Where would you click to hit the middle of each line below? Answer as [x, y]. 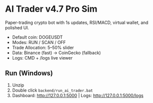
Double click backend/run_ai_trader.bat [53, 90]
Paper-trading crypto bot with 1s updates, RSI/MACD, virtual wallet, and [77, 22]
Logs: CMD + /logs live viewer [42, 58]
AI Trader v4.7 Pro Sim [51, 9]
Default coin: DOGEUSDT [38, 37]
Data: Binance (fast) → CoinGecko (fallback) [57, 53]
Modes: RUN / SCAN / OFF [39, 42]
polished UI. [17, 27]
